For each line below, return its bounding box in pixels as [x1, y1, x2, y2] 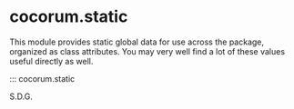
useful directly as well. [9, 55, 94, 66]
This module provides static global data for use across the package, [9, 36, 265, 47]
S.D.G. [9, 91, 34, 102]
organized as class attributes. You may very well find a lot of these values [9, 45, 285, 56]
